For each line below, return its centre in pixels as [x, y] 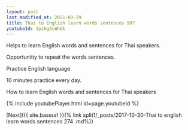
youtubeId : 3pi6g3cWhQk [36, 28]
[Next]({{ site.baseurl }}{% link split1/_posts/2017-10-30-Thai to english [94, 115]
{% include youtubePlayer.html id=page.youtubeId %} [73, 104]
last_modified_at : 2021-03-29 [44, 17]
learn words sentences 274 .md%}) [50, 122]
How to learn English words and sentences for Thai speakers [81, 92]
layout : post [22, 12]
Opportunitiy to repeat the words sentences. [61, 57]
